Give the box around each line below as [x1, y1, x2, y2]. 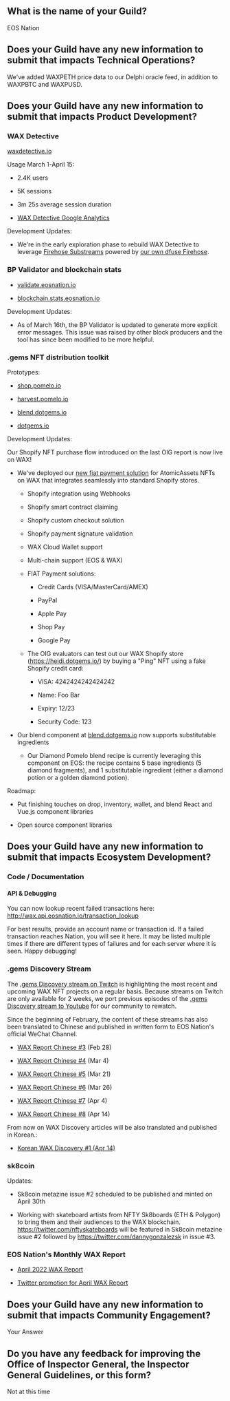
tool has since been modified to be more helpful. [16, 335, 154, 344]
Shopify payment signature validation [27, 529, 133, 538]
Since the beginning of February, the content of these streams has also [7, 1015, 208, 1023]
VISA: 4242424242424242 [37, 677, 115, 686]
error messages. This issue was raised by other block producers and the [16, 328, 223, 336]
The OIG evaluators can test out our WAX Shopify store [27, 649, 184, 657]
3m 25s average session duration [16, 200, 112, 209]
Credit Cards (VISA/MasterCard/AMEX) [37, 582, 149, 591]
